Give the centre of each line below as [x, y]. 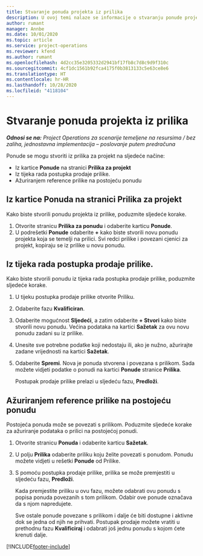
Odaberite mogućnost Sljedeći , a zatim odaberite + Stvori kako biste [101, 320]
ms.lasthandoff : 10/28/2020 [42, 85]
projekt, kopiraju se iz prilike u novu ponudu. [70, 245]
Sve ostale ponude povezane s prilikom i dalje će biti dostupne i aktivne [104, 515]
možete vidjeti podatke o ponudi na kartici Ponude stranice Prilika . [98, 370]
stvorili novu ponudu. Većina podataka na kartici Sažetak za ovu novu [102, 327]
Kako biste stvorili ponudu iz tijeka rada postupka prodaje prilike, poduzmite [101, 279]
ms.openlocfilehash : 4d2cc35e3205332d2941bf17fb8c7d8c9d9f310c [88, 62]
